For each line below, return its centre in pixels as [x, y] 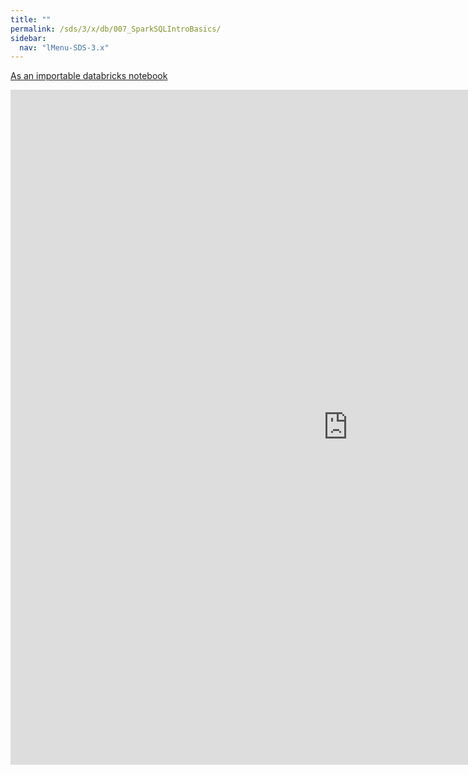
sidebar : [28, 38]
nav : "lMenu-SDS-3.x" [64, 47]
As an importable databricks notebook [89, 76]
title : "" [31, 19]
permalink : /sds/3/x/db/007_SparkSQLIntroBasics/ [116, 29]
